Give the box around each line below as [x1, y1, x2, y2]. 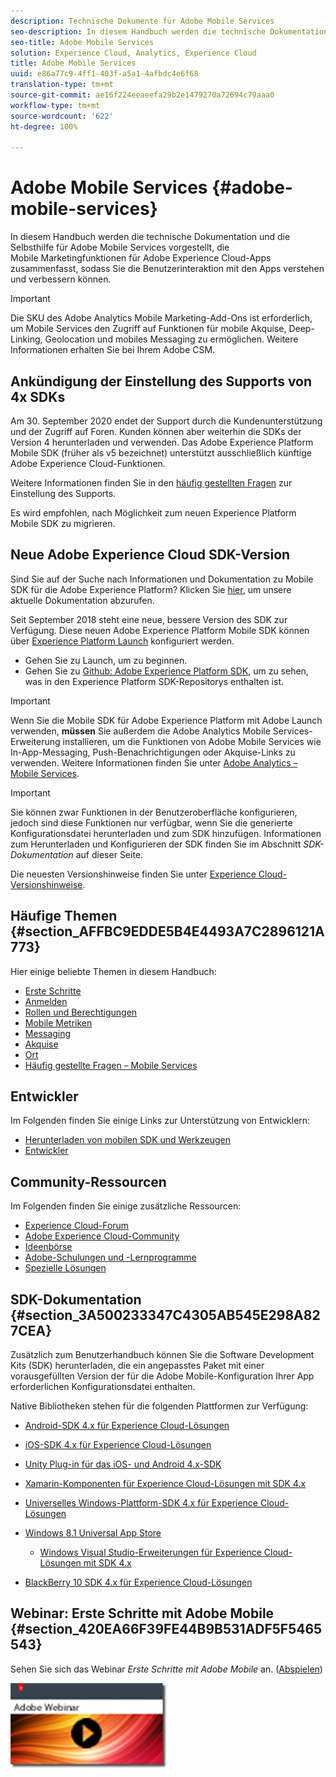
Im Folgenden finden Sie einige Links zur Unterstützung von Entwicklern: [10, 1115, 311, 1127]
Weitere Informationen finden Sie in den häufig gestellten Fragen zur [10, 477, 293, 489]
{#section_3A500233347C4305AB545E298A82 [10, 1306, 321, 1324]
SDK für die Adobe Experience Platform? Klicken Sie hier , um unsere [10, 583, 292, 595]
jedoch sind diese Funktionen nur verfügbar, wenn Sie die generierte [10, 816, 293, 829]
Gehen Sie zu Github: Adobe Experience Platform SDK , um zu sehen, [24, 665, 309, 677]
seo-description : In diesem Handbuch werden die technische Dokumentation [10, 26, 329, 37]
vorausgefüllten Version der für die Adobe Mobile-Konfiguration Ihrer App [10, 1370, 315, 1382]
